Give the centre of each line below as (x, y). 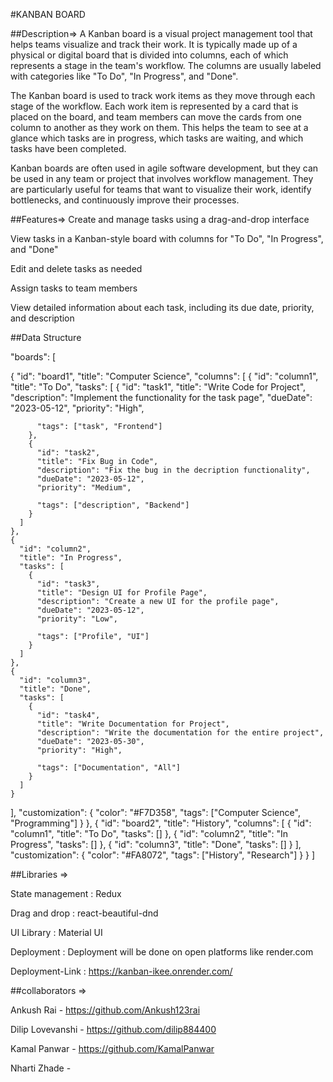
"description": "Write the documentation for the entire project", (180, 733)
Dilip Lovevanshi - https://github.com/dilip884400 (113, 1029)
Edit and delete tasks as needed (76, 268)
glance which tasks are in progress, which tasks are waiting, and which (157, 138)
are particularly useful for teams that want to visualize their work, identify (161, 189)
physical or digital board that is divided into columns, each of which (149, 55)
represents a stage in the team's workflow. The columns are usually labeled (166, 65)
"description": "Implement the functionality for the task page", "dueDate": (161, 397)
